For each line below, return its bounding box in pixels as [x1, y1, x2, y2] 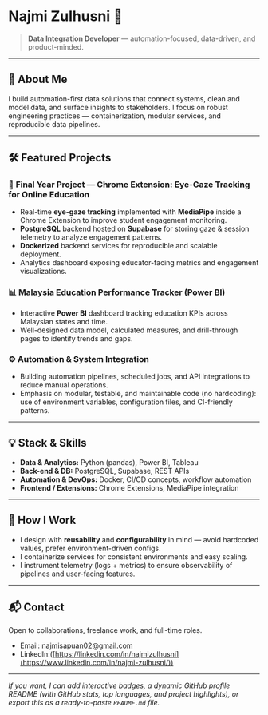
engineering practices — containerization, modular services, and [8, 111, 222, 121]
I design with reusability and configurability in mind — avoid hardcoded [19, 534, 259, 544]
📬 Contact [8, 601, 65, 614]
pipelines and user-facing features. [19, 569, 136, 578]
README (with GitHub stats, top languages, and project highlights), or [8, 689, 239, 699]
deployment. [19, 249, 61, 259]
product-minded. [27, 42, 84, 51]
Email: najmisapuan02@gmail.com [19, 641, 133, 650]
